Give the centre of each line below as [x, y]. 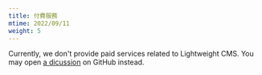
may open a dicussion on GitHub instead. [76, 62]
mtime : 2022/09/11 [39, 23]
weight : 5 [25, 31]
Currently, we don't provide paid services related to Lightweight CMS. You [131, 54]
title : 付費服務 [33, 16]
